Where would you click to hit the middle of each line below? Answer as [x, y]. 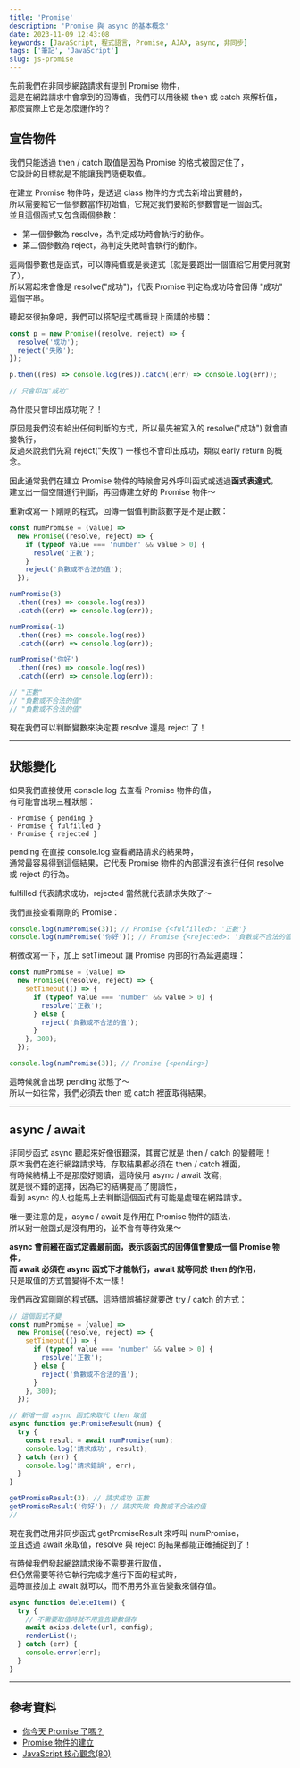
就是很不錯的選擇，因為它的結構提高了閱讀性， [95, 1186]
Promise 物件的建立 [58, 1742]
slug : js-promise [42, 59]
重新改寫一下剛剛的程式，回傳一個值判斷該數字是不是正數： [119, 511]
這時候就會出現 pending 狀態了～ [70, 1081]
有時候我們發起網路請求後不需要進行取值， [87, 1563]
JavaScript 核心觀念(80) [67, 1753]
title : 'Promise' [42, 17]
